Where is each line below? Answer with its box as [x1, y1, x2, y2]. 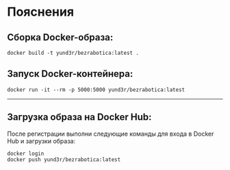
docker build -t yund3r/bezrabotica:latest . [7, 49, 139, 56]
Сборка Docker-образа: [7, 32, 114, 43]
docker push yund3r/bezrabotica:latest [7, 156, 121, 163]
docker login [7, 150, 44, 157]
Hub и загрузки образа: [7, 136, 76, 145]
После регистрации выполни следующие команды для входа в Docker [7, 130, 214, 138]
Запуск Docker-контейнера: [7, 68, 133, 80]
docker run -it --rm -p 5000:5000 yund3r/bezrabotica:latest [7, 86, 186, 93]
